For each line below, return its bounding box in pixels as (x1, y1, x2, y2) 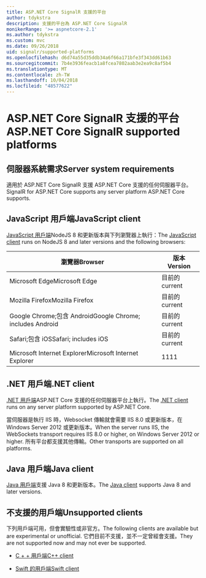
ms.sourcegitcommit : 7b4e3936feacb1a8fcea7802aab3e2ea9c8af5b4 (6, 60, 172, 66)
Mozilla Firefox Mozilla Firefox (9, 295, 94, 304)
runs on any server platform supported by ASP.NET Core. (6, 403, 151, 411)
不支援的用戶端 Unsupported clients (6, 507, 143, 518)
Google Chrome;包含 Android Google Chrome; (9, 311, 140, 320)
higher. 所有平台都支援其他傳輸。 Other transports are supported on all (6, 438, 184, 445)
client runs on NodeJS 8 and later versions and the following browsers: (6, 238, 186, 245)
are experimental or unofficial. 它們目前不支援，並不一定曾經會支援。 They (6, 533, 193, 540)
